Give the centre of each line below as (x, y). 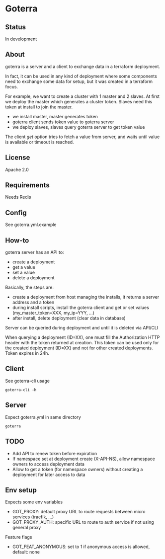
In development (21, 39)
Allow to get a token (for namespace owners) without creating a (78, 469)
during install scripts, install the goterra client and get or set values (81, 308)
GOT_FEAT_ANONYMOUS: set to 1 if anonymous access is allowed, (81, 547)
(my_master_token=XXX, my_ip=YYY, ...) (53, 313)
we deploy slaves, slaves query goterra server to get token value (79, 127)
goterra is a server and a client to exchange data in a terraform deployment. (83, 66)
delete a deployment (33, 278)
